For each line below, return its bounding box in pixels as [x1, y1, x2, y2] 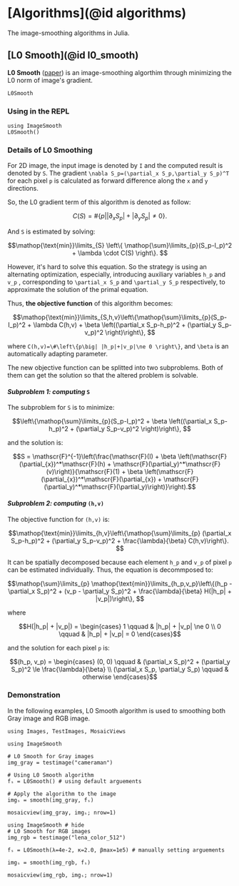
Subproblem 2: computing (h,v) [7, 498, 105, 508]
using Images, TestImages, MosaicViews [7, 728, 126, 735]
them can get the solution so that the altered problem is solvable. [7, 371, 198, 380]
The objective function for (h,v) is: [7, 515, 110, 523]
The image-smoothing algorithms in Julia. [7, 29, 130, 37]
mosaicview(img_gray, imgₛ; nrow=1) [7, 809, 116, 816]
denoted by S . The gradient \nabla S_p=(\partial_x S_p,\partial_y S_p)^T [7, 169, 230, 178]
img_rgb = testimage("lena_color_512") [7, 834, 126, 841]
